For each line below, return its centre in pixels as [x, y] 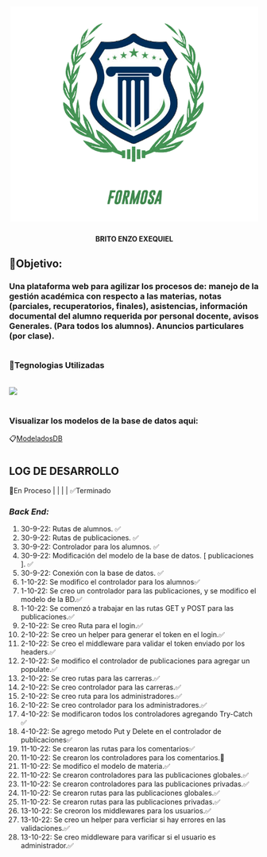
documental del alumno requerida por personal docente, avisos [134, 316]
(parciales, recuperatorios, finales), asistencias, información [129, 307]
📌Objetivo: [36, 264]
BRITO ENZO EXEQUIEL [134, 238]
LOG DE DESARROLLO [64, 471]
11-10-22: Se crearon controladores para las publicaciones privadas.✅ [135, 784]
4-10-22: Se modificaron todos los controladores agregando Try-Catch [136, 714]
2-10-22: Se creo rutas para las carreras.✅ [90, 678]
